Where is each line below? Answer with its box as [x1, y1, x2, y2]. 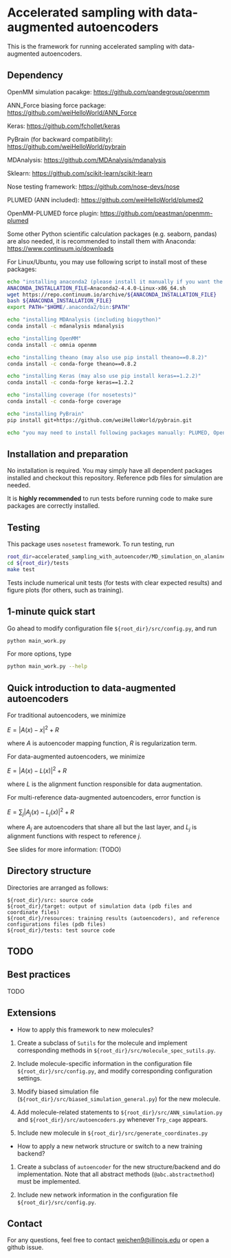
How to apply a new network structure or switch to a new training [16, 1142, 203, 1150]
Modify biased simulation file [16, 1087, 99, 1096]
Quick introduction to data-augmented [7, 682, 177, 694]
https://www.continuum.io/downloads [7, 244, 114, 253]
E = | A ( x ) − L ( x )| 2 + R [7, 765, 67, 775]
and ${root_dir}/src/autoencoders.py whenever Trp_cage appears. [16, 1115, 208, 1123]
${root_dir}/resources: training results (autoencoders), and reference [7, 915, 220, 921]
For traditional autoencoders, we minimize [7, 711, 126, 720]
